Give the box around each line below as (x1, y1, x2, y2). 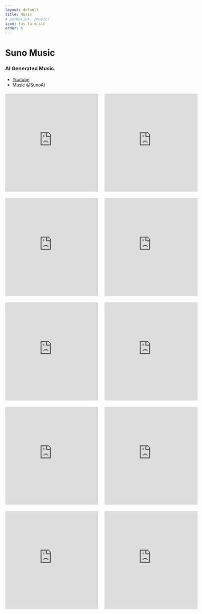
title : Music (5, 12, 32, 17)
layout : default (5, 7, 39, 12)
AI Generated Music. (5, 65, 56, 72)
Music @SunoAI (12, 82, 45, 88)
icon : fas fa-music (5, 21, 46, 26)
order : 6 (5, 26, 23, 31)
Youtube (12, 76, 30, 82)
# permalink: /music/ (5, 16, 50, 21)
